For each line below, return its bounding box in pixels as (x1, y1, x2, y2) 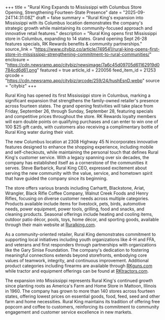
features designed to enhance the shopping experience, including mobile (5, 144, 154, 150)
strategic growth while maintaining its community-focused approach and (5, 25, 153, 31)
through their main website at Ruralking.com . (5, 222, 96, 228)
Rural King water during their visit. (5, 129, 74, 135)
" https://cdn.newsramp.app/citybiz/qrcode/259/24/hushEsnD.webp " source (5, 78, 160, 83)
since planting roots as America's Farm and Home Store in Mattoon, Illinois (5, 283, 157, 288)
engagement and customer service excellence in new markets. (5, 309, 132, 315)
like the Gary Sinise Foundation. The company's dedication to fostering (5, 247, 149, 253)
